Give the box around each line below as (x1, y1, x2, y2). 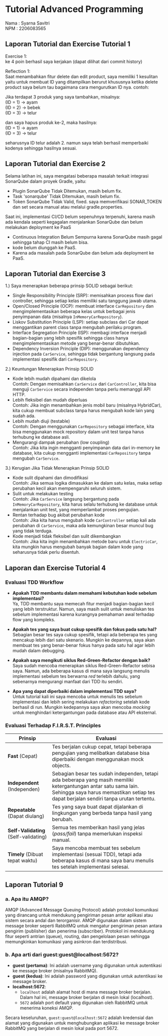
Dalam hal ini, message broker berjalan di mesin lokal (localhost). (19, 994, 154, 1000)
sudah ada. (12, 413, 36, 419)
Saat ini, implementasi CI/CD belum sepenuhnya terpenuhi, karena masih (5, 214, 155, 220)
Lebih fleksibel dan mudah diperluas (12, 397, 87, 403)
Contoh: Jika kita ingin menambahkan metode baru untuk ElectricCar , (12, 539, 158, 545)
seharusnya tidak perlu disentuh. (12, 549, 80, 555)
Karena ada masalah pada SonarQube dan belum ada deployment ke (12, 250, 154, 256)
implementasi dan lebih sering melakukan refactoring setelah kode (12, 699, 150, 705)
